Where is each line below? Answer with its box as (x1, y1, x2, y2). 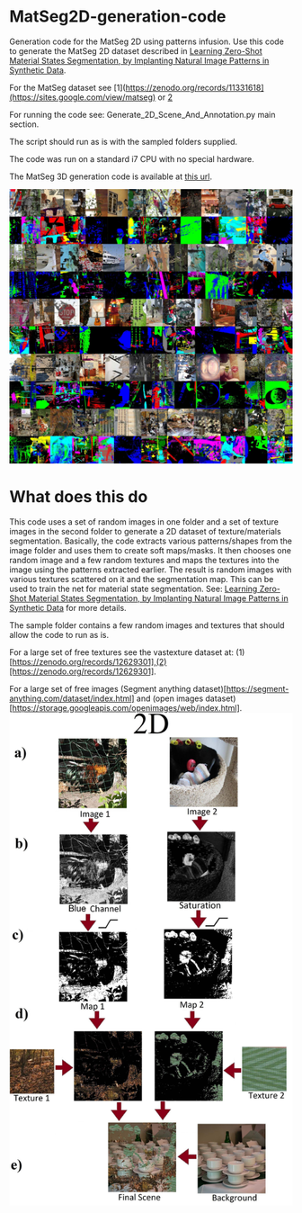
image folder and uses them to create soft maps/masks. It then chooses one (9, 544, 292, 555)
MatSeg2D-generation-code (9, 6, 226, 27)
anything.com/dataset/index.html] (9, 693, 135, 704)
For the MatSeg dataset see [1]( (9, 82, 126, 93)
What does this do (9, 486, 148, 507)
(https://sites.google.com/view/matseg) (9, 92, 156, 103)
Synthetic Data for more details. (9, 602, 128, 613)
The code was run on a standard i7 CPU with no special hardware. (9, 153, 254, 164)
